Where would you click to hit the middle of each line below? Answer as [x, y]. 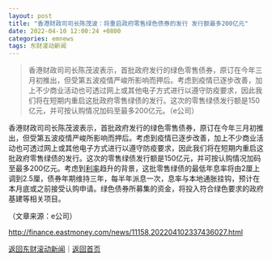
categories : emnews [41, 39]
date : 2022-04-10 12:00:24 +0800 [65, 31]
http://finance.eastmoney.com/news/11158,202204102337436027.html [126, 233]
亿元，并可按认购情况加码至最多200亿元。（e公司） [113, 111]
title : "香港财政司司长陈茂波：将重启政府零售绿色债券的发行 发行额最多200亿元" [128, 24]
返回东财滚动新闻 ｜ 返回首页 [55, 249]
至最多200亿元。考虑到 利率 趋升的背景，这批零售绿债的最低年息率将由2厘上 [134, 169]
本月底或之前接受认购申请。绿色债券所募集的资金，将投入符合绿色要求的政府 [136, 189]
